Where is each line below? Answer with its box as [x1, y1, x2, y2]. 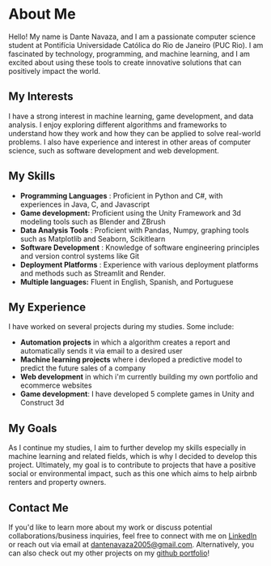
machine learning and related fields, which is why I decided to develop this [8, 452, 257, 461]
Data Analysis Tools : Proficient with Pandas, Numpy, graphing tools [19, 225, 249, 235]
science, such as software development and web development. [8, 145, 220, 155]
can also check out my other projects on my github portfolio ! [8, 548, 210, 558]
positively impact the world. [8, 66, 101, 75]
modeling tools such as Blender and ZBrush [19, 217, 166, 226]
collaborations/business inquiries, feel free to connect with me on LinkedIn [8, 531, 257, 540]
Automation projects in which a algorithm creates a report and [19, 337, 231, 347]
